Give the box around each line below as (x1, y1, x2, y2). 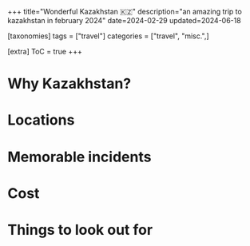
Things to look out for (7, 220, 153, 239)
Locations (7, 111, 75, 129)
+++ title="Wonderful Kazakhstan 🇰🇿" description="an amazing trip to (7, 7, 243, 16)
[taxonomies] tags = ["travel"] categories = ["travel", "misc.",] (7, 31, 209, 41)
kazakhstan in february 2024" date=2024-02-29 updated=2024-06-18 (7, 16, 241, 25)
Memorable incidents (7, 148, 152, 166)
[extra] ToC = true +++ (7, 47, 83, 56)
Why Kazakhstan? (7, 75, 132, 93)
